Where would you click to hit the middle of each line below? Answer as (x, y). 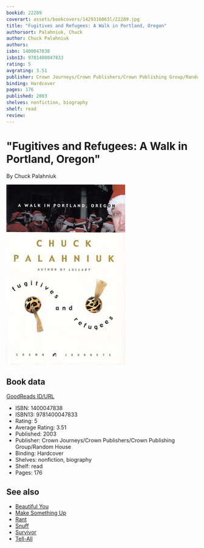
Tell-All (24, 539)
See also (23, 492)
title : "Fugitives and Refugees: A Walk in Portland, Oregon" (87, 26)
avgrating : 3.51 (27, 70)
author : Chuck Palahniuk (38, 39)
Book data (26, 382)
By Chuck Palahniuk (31, 176)
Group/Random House (43, 447)
